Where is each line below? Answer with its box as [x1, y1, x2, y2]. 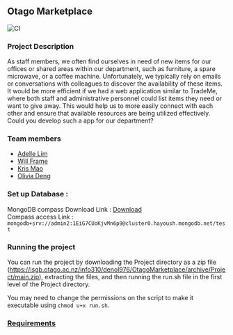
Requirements [7, 318, 56, 328]
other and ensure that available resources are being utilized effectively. [7, 109, 211, 118]
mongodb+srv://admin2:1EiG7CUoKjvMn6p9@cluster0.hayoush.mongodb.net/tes [7, 219, 226, 227]
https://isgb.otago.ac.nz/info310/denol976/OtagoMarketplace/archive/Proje [9, 265, 226, 274]
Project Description [7, 41, 74, 51]
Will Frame [17, 157, 49, 166]
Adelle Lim [17, 150, 48, 158]
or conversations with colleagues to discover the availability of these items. [7, 79, 223, 88]
